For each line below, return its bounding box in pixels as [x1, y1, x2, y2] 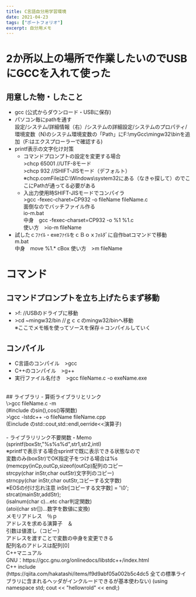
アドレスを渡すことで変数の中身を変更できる [6, 535, 114, 542]
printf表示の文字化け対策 [14, 145, 74, 153]
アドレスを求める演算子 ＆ [6, 520, 73, 527]
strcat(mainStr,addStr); [6, 491, 61, 498]
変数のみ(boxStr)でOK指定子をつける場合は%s [6, 455, 118, 462]
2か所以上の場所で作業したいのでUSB [6, 52, 187, 65]
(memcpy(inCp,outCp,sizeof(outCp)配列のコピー [6, 462, 123, 469]
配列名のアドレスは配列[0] [6, 542, 70, 549]
